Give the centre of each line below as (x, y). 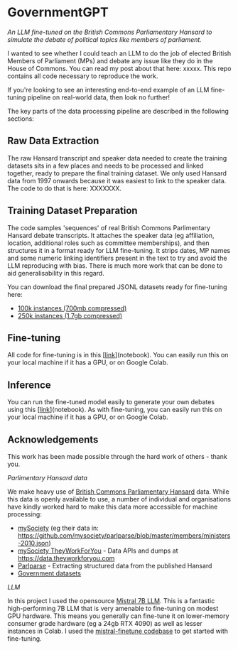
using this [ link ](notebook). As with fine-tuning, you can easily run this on (115, 410)
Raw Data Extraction (53, 141)
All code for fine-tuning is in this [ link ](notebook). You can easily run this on (118, 355)
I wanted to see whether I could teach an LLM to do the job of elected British (119, 53)
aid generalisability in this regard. (56, 273)
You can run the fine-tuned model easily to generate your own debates (111, 402)
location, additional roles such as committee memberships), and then (108, 243)
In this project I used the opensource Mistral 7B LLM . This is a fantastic (111, 601)
